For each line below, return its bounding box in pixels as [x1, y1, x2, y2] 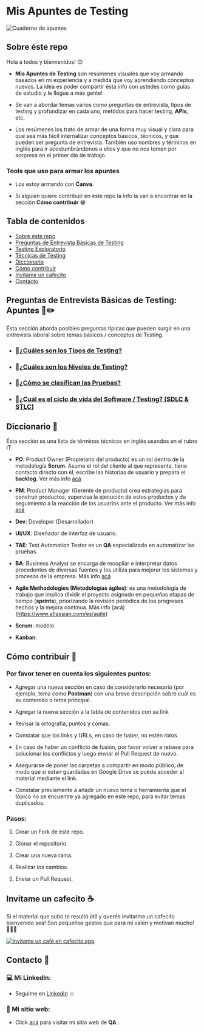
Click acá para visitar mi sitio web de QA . [15, 1019, 120, 1026]
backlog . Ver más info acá [15, 475, 81, 482]
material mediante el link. [15, 774, 78, 782]
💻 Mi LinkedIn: [6, 974, 52, 982]
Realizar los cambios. [15, 864, 69, 871]
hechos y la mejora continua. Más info [15, 604, 111, 611]
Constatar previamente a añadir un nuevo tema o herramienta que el [15, 786, 186, 793]
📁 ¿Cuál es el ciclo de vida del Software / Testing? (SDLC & [15, 395, 189, 403]
